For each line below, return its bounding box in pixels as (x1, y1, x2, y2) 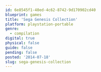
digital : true (5, 36, 35, 41)
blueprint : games (5, 12, 42, 17)
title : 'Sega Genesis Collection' (5, 17, 78, 22)
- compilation (10, 31, 39, 36)
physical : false (5, 41, 39, 46)
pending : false (5, 50, 37, 55)
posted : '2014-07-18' (5, 54, 51, 60)
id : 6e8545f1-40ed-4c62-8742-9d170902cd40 (5, 7, 96, 13)
